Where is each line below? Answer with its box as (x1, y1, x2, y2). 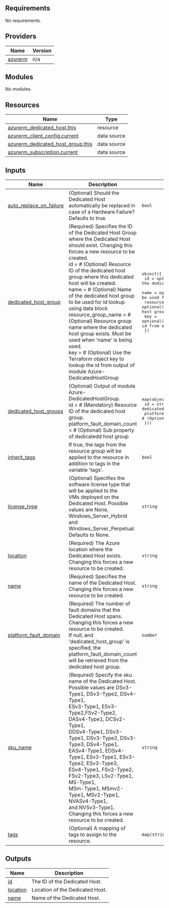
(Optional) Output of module (68, 383, 136, 390)
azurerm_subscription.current (8, 149, 78, 156)
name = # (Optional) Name (68, 286, 132, 293)
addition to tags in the (68, 460, 120, 467)
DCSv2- (105, 716, 126, 723)
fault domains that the (68, 607, 121, 614)
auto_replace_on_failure (8, 202, 64, 209)
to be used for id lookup (68, 299, 125, 306)
